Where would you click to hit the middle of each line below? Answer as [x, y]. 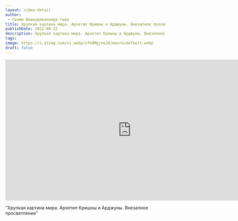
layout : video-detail [28, 10]
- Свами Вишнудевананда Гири [38, 19]
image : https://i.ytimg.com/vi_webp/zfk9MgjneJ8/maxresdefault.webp [79, 43]
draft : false [19, 48]
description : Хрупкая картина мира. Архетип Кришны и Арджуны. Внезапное [85, 34]
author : [13, 15]
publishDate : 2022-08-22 [32, 29]
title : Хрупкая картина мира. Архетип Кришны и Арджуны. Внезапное [78, 24]
